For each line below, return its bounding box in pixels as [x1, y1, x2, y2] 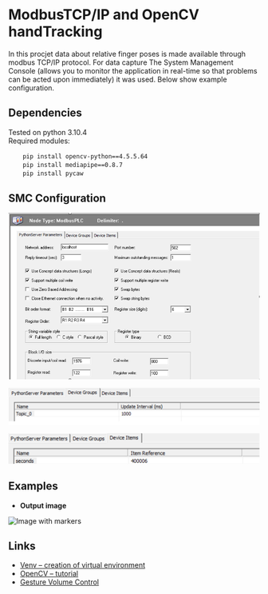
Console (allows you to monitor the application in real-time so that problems [8, 66, 258, 75]
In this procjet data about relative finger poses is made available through [8, 49, 246, 58]
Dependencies [8, 106, 82, 120]
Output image [19, 500, 67, 510]
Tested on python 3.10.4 [8, 127, 88, 137]
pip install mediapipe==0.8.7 [22, 161, 124, 169]
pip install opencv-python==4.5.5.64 [22, 152, 148, 161]
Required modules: [8, 136, 70, 146]
